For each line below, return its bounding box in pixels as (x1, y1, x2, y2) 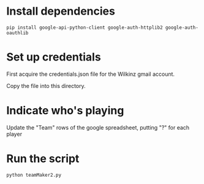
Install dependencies (6, 4, 115, 18)
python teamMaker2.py (6, 172, 62, 178)
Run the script (6, 152, 80, 166)
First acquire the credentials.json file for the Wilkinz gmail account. (6, 70, 175, 78)
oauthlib (6, 29, 29, 36)
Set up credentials (6, 50, 101, 64)
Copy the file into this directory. (6, 82, 86, 89)
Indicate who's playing (6, 104, 124, 117)
